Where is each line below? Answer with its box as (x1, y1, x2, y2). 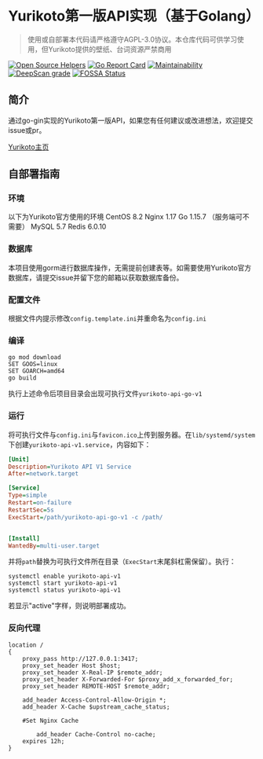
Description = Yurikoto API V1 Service (8, 463, 132, 471)
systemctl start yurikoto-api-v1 (8, 579, 118, 588)
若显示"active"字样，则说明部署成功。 (8, 601, 131, 610)
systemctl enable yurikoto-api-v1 (8, 573, 122, 581)
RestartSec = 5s (8, 506, 55, 514)
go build (8, 374, 37, 382)
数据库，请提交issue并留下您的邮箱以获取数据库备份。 (8, 273, 184, 282)
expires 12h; (22, 737, 65, 745)
